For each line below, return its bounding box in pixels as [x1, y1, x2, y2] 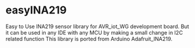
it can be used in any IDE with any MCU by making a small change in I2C [5, 29, 183, 36]
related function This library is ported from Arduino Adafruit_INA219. [5, 35, 173, 42]
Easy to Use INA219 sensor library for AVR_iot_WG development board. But [5, 23, 190, 30]
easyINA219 [5, 4, 67, 17]
